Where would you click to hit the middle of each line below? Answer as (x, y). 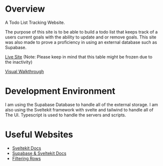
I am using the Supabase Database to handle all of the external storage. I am (81, 104)
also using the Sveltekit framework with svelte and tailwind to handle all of (79, 110)
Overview (25, 9)
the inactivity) (19, 62)
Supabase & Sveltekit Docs (39, 153)
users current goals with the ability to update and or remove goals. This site (81, 37)
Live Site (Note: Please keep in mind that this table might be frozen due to (79, 56)
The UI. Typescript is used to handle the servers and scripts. (66, 115)
